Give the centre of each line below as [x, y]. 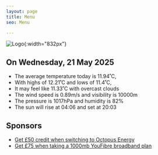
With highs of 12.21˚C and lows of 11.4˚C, [63, 83]
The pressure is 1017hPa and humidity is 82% [69, 101]
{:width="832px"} [45, 44]
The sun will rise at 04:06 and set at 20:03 [65, 107]
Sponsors [24, 126]
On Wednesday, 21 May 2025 [60, 62]
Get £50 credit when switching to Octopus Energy [75, 140]
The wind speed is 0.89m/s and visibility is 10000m [76, 95]
